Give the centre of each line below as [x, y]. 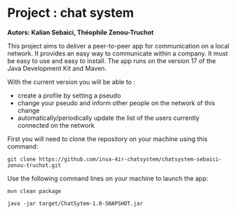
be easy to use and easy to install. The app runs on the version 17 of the [112, 60]
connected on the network [56, 125]
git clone [22, 159]
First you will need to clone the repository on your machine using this [107, 139]
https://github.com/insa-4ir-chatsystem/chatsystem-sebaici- [130, 159]
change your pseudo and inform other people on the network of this [116, 102]
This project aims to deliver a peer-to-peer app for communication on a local [118, 46]
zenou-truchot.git [34, 165]
